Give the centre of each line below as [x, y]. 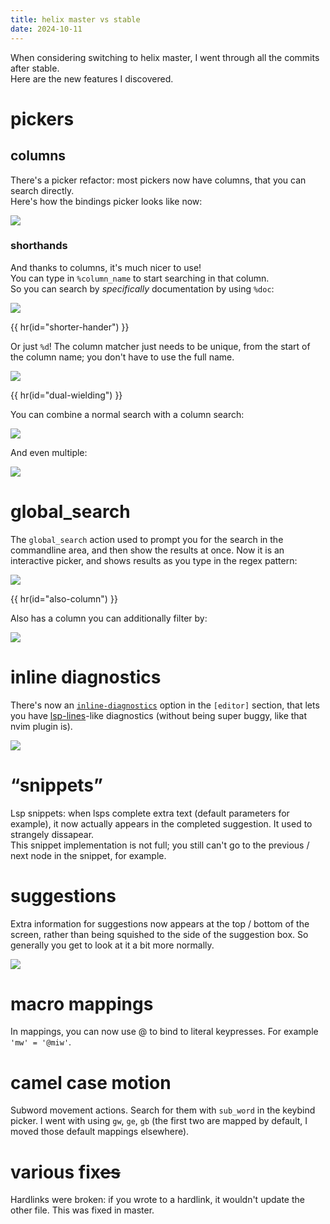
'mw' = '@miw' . [41, 1042]
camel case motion [91, 1082]
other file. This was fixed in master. [82, 1210]
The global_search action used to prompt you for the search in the [147, 539]
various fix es [65, 1172]
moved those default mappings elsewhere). [100, 1132]
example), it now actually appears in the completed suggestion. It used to [161, 823]
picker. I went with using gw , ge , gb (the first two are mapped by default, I [159, 1121]
